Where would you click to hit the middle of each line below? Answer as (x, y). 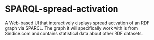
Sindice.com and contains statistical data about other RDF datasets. (74, 33)
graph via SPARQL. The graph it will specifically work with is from (72, 28)
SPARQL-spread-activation (62, 9)
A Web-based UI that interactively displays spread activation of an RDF (77, 23)
